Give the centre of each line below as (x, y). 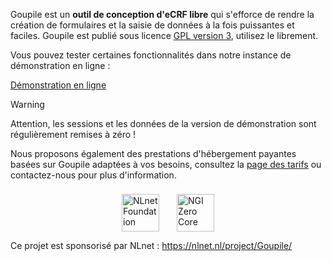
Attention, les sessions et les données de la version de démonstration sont (163, 123)
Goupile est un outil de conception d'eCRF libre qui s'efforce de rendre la (162, 14)
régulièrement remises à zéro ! (73, 134)
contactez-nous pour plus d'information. (93, 175)
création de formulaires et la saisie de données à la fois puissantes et (152, 25)
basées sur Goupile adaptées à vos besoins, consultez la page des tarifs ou (166, 164)
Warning (27, 104)
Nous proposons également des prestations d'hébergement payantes (153, 153)
